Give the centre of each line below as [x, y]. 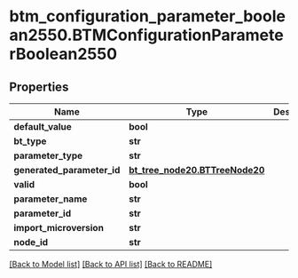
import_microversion [59, 228]
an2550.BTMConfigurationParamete [146, 35]
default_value [43, 127]
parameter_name [51, 199]
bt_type [30, 141]
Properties [39, 87]
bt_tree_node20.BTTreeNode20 [196, 170]
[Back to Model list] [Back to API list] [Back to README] [111, 264]
